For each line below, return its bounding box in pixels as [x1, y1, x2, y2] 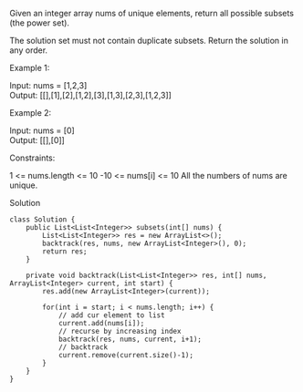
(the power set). [9, 17, 70, 28]
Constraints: [9, 152, 56, 163]
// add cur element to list [57, 311, 166, 320]
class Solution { [9, 215, 76, 224]
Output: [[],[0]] [9, 135, 66, 145]
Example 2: [9, 108, 52, 118]
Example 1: [9, 63, 50, 73]
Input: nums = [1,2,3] [9, 80, 88, 90]
